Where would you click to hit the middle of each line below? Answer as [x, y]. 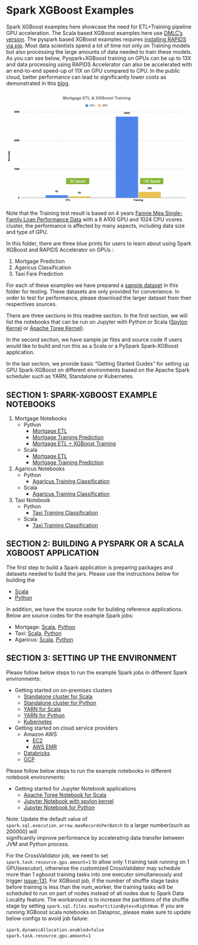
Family [14, 220]
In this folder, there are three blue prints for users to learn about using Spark [99, 244]
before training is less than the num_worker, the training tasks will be [90, 887]
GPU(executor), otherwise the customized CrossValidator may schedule [93, 868]
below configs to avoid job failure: [47, 918]
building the [21, 580]
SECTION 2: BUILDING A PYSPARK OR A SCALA [95, 544]
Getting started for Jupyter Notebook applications [75, 788]
